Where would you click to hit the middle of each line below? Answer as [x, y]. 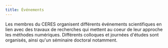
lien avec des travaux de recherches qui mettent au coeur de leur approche [84, 29]
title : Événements [25, 10]
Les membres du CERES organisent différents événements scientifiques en [83, 24]
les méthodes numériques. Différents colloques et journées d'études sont [82, 34]
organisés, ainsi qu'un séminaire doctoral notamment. [61, 40]
